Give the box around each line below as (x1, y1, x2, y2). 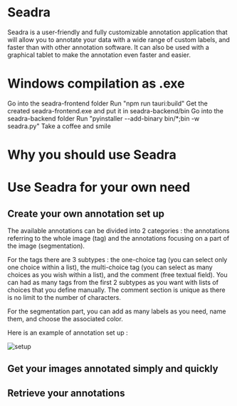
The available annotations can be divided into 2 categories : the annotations (7, 227, 230, 235)
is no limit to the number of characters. (7, 293, 121, 302)
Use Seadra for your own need (7, 179, 191, 196)
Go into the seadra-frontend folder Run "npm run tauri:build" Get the (7, 99, 208, 108)
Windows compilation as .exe (7, 76, 185, 92)
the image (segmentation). (7, 241, 85, 250)
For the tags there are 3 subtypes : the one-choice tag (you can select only (7, 256, 228, 264)
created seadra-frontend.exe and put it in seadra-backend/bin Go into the (7, 106, 224, 115)
